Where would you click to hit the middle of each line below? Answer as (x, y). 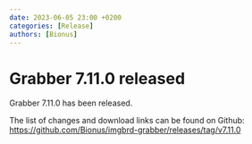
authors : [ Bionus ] (43, 34)
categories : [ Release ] (51, 26)
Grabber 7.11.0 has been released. (71, 103)
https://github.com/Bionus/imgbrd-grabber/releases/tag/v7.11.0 (125, 130)
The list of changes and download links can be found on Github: (127, 121)
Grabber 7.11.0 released (97, 78)
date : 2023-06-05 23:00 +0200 (66, 17)
